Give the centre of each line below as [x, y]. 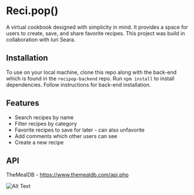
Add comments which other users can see [66, 136]
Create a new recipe [39, 142]
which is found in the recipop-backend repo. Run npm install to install [90, 78]
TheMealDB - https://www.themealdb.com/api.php [68, 175]
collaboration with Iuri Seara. [41, 39]
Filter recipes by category [46, 123]
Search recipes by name [44, 117]
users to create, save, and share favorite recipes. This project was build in [96, 33]
